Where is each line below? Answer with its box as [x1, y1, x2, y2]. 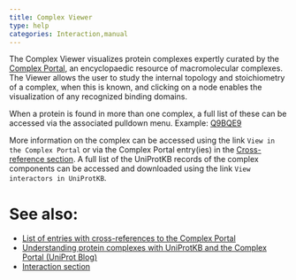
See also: [9, 204, 79, 224]
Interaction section [21, 261, 91, 272]
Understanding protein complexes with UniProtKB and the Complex [21, 243, 268, 253]
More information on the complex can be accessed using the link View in [9, 135, 276, 146]
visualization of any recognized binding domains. [9, 91, 188, 102]
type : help [9, 21, 49, 30]
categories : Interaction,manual [9, 29, 128, 38]
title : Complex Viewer [9, 12, 93, 22]
